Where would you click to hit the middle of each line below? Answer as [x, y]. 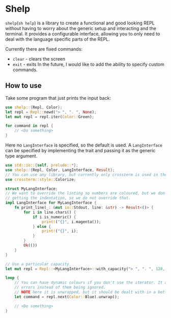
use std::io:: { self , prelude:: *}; [42, 165]
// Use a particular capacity [37, 264]
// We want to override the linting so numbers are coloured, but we [81, 193]
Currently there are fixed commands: [44, 49]
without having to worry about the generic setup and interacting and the [81, 28]
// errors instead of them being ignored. [60, 287]
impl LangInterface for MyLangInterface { [51, 203]
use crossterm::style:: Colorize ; [41, 179]
